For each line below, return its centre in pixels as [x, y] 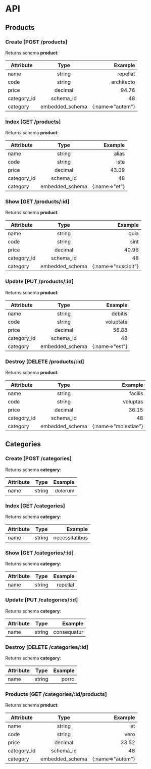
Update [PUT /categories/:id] [42, 600]
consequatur [68, 632]
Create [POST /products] [36, 42]
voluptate [116, 322]
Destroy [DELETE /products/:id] [45, 362]
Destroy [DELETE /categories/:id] [47, 647]
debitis [119, 314]
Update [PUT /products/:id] [40, 282]
